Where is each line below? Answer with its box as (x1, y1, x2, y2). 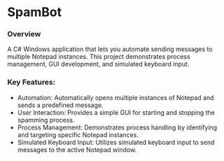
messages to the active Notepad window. (17, 145, 137, 154)
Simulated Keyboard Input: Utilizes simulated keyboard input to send (17, 138, 215, 146)
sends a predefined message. (17, 101, 104, 109)
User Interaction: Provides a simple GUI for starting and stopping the (17, 108, 215, 116)
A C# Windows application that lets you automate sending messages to (7, 45, 213, 53)
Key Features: (7, 78, 56, 87)
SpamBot (7, 4, 62, 20)
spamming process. (17, 115, 75, 124)
